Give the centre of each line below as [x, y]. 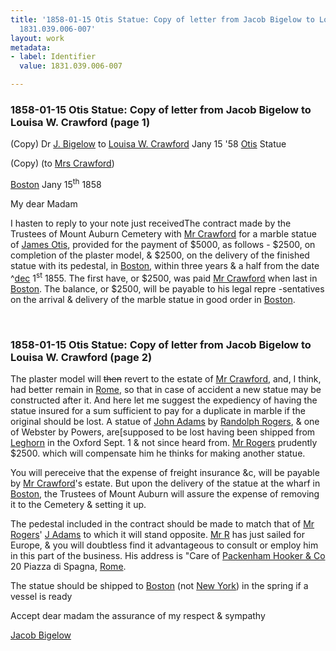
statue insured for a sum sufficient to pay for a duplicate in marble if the [158, 410]
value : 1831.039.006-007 [71, 66]
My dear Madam [44, 203]
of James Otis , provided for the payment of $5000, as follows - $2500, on [163, 244]
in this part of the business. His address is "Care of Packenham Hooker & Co [168, 555]
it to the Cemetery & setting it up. [78, 504]
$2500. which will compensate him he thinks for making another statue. [158, 453]
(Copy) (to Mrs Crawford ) [62, 163]
